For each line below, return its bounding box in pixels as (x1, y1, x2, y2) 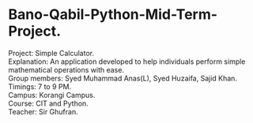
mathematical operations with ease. (8, 65, 125, 74)
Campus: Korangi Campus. (8, 90, 96, 99)
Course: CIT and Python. (8, 99, 89, 108)
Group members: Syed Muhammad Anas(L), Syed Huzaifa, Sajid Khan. (8, 73, 237, 83)
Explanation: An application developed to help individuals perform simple (8, 57, 246, 66)
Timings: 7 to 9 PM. (8, 81, 72, 91)
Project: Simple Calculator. (8, 48, 95, 58)
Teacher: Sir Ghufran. (8, 106, 78, 116)
